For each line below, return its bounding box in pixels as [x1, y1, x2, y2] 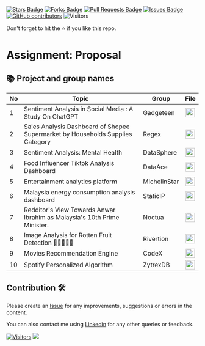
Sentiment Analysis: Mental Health [24, 149, 123, 156]
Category [24, 138, 51, 146]
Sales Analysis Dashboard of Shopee [24, 122, 130, 131]
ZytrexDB [143, 260, 170, 269]
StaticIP [143, 192, 165, 200]
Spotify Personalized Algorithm [24, 260, 113, 269]
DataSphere [143, 149, 178, 156]
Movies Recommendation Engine [24, 249, 118, 257]
